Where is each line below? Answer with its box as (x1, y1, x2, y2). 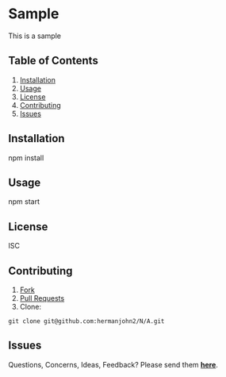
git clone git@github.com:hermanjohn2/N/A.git (8, 317, 165, 325)
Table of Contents (8, 54, 99, 67)
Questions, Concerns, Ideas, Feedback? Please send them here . (8, 360, 218, 369)
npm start (8, 197, 40, 206)
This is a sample (8, 31, 62, 40)
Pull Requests (19, 294, 65, 302)
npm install (8, 152, 44, 163)
